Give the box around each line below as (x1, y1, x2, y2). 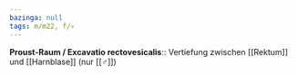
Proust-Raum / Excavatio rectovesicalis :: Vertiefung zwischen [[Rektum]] (9, 46, 289, 57)
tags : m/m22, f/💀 (9, 22, 75, 31)
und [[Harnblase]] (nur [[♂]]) (9, 56, 117, 67)
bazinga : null (9, 13, 64, 23)
